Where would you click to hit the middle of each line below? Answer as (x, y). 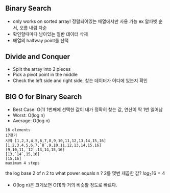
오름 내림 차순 (33, 27)
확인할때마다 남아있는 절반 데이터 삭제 (50, 34)
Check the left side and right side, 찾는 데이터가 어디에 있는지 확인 (80, 80)
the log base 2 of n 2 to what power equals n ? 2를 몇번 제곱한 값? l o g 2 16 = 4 (85, 174)
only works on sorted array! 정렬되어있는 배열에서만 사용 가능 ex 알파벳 (85, 21)
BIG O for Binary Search (44, 97)
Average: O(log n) (31, 121)
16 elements (18, 130)
